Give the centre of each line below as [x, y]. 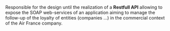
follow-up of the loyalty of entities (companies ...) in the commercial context [85, 18]
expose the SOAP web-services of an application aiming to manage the [80, 12]
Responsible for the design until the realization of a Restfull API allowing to [84, 7]
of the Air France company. [34, 23]
